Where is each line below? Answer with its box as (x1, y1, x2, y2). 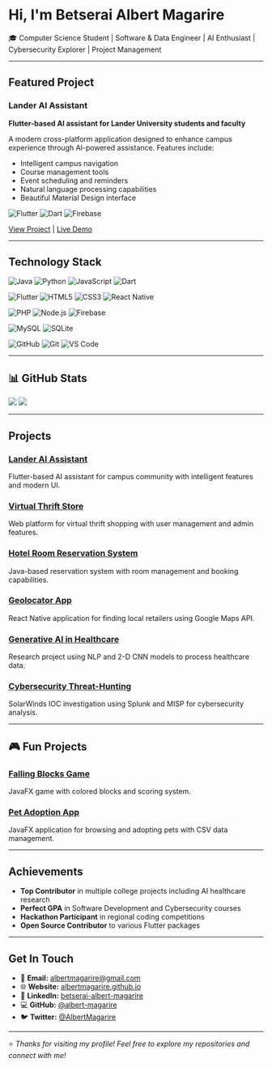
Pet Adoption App (8, 807, 79, 818)
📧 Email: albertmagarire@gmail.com (19, 973, 141, 983)
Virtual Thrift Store (8, 500, 84, 512)
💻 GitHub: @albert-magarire (19, 1000, 117, 1010)
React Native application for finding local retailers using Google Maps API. (8, 613, 255, 623)
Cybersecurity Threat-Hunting (8, 681, 132, 692)
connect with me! (8, 1051, 66, 1061)
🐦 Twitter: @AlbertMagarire (19, 1012, 116, 1022)
